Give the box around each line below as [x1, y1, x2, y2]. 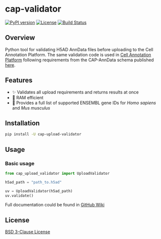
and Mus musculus [12, 105, 50, 110]
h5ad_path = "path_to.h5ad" [5, 180, 62, 184]
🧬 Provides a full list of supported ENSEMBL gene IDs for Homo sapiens [12, 100, 157, 106]
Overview [5, 34, 36, 42]
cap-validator [5, 3, 62, 15]
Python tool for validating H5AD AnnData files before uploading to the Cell [5, 46, 153, 52]
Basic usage [5, 160, 35, 166]
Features [5, 76, 33, 85]
